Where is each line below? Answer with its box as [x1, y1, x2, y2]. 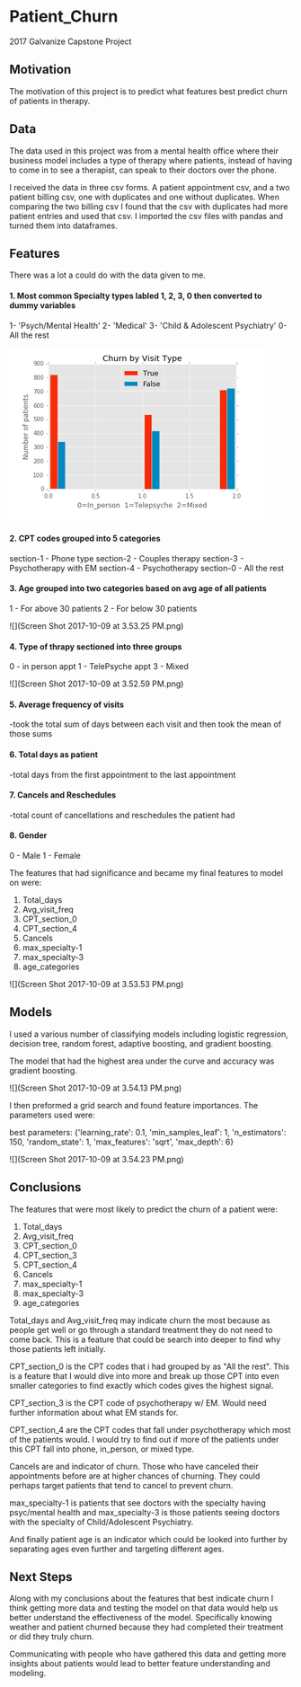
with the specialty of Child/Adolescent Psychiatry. [9, 1516, 194, 1527]
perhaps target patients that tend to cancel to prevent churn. [9, 1479, 234, 1490]
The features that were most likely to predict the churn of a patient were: [9, 1204, 279, 1214]
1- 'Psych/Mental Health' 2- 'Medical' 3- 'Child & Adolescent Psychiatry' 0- [9, 320, 288, 331]
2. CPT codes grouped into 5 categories [9, 533, 161, 544]
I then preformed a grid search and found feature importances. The [9, 1100, 259, 1110]
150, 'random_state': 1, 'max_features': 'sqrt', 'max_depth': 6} [9, 1136, 235, 1147]
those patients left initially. [9, 1343, 106, 1354]
